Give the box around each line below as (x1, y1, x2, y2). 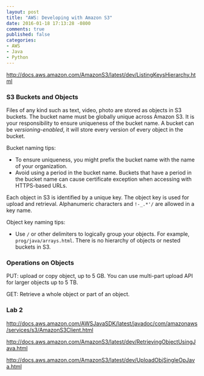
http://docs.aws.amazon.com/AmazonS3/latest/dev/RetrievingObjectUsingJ (6, 338, 196, 345)
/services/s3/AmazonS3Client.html (6, 326, 93, 333)
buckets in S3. (15, 243, 51, 250)
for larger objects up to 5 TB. (6, 278, 78, 286)
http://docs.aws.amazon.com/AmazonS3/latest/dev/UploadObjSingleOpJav (6, 356, 195, 363)
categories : (6, 37, 36, 43)
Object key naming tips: (6, 218, 66, 225)
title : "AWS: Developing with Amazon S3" (6, 15, 113, 21)
